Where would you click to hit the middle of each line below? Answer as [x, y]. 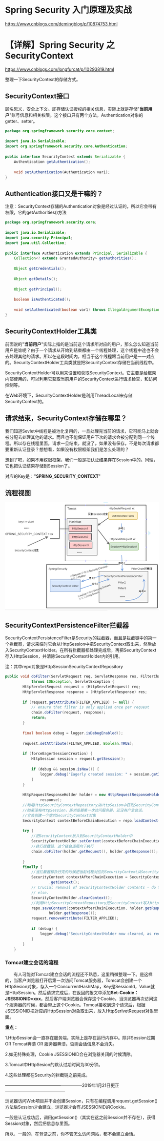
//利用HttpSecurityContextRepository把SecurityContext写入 [91, 903]
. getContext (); [64, 882]
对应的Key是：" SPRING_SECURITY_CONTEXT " [53, 476]
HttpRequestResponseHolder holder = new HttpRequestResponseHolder [92, 795]
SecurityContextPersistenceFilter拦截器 [67, 625]
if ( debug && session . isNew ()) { [65, 769]
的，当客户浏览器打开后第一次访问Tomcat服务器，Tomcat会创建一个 [74, 980]
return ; [39, 718]
